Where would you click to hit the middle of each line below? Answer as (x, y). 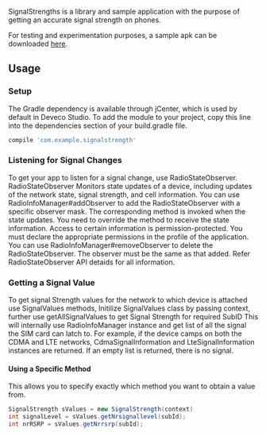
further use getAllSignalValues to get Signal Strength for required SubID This (133, 317)
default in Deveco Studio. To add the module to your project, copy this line (130, 117)
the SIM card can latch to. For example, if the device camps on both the (125, 334)
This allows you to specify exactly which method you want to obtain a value (132, 386)
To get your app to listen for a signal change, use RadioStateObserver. (123, 177)
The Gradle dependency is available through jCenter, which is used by (123, 108)
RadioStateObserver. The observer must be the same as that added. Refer (129, 253)
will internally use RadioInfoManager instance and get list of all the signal (127, 326)
